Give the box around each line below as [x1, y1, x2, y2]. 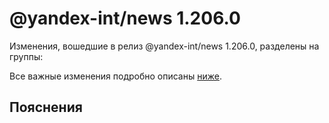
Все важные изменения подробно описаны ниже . [9, 70, 222, 82]
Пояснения [9, 99, 83, 116]
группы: [9, 50, 44, 62]
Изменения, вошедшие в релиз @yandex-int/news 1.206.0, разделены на [9, 40, 320, 52]
